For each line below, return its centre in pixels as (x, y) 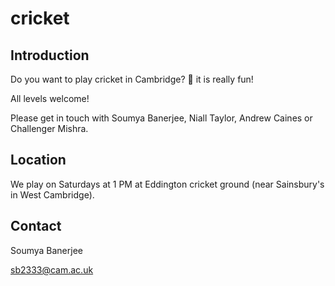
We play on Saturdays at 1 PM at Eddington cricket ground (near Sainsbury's (167, 184)
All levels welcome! (50, 98)
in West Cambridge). (52, 194)
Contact (36, 226)
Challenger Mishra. (49, 128)
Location (38, 160)
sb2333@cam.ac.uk (52, 269)
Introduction (50, 55)
